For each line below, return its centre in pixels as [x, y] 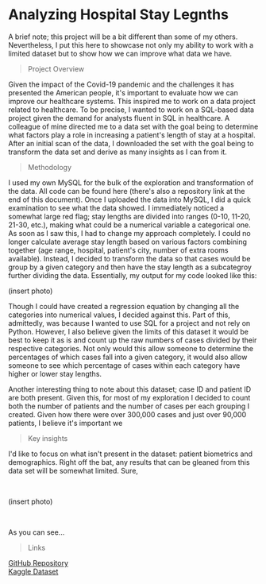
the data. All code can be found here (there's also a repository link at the [127, 191]
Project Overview [56, 68]
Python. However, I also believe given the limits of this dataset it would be [128, 331]
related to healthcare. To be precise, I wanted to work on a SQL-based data [131, 110]
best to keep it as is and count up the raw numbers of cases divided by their [133, 340]
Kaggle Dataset [33, 571]
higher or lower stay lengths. [55, 373]
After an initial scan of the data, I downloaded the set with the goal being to [131, 143]
